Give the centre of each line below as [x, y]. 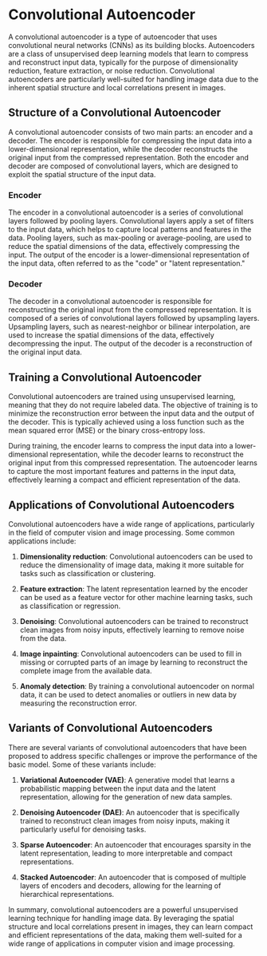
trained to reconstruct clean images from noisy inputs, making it [125, 820]
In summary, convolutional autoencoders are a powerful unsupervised [123, 909]
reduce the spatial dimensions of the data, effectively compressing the [124, 247]
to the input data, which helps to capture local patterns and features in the [130, 230]
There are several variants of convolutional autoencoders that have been [128, 747]
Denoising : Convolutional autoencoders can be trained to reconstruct [134, 621]
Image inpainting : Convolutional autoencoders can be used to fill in [130, 654]
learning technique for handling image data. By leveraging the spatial [122, 918]
